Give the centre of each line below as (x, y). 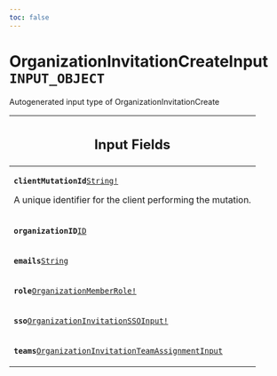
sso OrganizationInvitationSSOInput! (91, 321)
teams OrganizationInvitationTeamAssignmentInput (119, 351)
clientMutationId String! (66, 181)
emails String (41, 261)
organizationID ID (50, 231)
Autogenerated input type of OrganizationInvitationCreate (115, 101)
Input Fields (133, 145)
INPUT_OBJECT (57, 79)
